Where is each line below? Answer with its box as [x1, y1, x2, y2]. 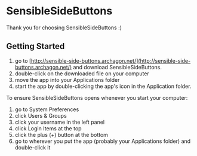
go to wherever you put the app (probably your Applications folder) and [14, 137, 191, 145]
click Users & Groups [14, 112, 67, 119]
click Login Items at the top [14, 124, 82, 132]
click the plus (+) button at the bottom [14, 131, 109, 138]
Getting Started [6, 41, 65, 51]
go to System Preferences [14, 106, 79, 113]
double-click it [14, 143, 51, 151]
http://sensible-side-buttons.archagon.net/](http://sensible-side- [30, 57, 191, 64]
